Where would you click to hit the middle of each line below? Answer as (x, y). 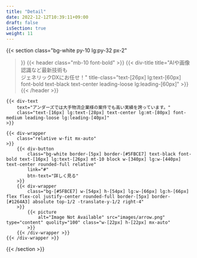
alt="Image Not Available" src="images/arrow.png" (101, 217)
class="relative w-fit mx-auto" (56, 139)
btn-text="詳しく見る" (53, 176)
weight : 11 (20, 34)
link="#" (38, 170)
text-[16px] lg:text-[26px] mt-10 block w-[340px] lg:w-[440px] (100, 159)
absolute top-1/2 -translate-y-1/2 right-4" (88, 202)
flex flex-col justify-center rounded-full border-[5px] (78, 197)
